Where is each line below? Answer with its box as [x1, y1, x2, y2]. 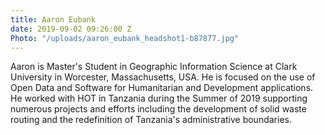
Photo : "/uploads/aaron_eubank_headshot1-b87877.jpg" [10, 33, 240, 43]
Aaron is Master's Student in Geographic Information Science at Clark [10, 61, 298, 73]
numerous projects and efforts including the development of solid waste [10, 103, 307, 115]
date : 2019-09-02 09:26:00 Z [10, 24, 132, 34]
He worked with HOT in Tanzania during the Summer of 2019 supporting [10, 92, 308, 105]
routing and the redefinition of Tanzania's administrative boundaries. [10, 114, 292, 126]
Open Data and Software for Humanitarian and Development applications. [10, 82, 314, 94]
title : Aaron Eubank [10, 14, 97, 25]
